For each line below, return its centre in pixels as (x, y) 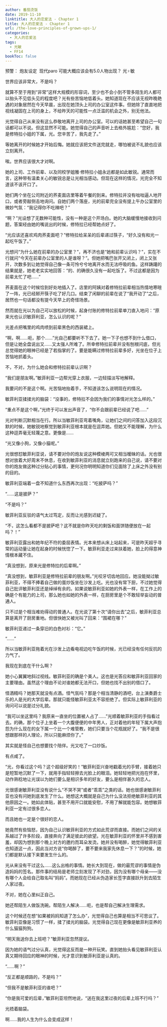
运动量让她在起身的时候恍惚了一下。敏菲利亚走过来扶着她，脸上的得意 (85, 549)
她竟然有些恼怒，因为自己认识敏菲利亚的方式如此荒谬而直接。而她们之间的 (81, 830)
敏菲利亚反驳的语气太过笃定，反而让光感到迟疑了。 (57, 515)
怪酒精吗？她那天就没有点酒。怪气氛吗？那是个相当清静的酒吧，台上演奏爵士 (83, 693)
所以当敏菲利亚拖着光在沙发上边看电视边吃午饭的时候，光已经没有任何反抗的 (83, 649)
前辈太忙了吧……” (23, 277)
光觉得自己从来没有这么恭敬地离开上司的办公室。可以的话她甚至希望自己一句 (83, 122)
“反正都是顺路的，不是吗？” (33, 977)
